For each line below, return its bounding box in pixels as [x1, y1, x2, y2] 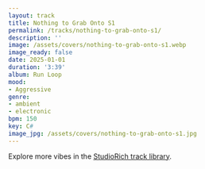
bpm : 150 [8, 115, 37, 123]
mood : [8, 78, 26, 86]
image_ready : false [8, 48, 73, 56]
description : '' [8, 33, 62, 42]
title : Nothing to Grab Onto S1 [8, 19, 115, 27]
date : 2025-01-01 [8, 56, 66, 64]
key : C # [8, 122, 34, 130]
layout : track [8, 11, 56, 20]
